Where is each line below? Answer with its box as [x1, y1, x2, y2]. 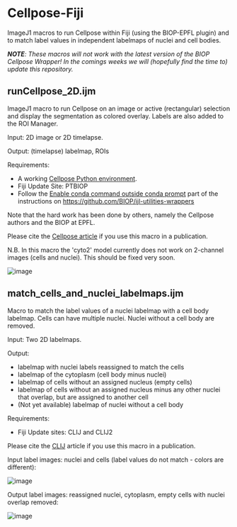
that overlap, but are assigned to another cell [17, 392, 149, 401]
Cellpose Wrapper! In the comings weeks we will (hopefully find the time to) [7, 57, 228, 65]
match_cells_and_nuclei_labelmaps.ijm [7, 287, 184, 299]
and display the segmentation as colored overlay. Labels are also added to [7, 111, 224, 120]
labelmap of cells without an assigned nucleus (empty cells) [17, 377, 192, 386]
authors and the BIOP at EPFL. [7, 218, 96, 226]
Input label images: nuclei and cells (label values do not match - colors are [7, 455, 224, 464]
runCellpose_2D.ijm [7, 85, 96, 97]
